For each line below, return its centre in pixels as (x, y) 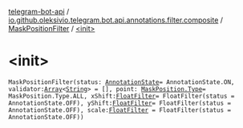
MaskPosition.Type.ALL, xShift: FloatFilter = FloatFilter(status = (121, 96)
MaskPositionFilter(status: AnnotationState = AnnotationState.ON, (121, 82)
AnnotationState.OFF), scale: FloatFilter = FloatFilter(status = (119, 110)
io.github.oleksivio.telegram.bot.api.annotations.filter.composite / (115, 20)
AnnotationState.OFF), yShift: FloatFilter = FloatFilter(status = (119, 103)
